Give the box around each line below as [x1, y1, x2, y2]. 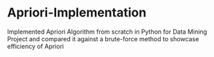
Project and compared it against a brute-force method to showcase [7, 34, 199, 43]
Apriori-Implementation [7, 5, 147, 21]
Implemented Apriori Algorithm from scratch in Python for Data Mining [7, 27, 208, 36]
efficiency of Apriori [7, 42, 64, 50]
